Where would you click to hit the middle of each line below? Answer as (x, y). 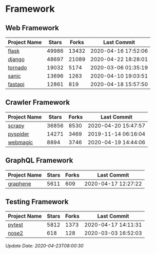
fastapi (16, 84)
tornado (17, 67)
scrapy (16, 125)
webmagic (21, 142)
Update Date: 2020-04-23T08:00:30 (44, 246)
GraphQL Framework (39, 160)
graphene (20, 184)
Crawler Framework (38, 102)
